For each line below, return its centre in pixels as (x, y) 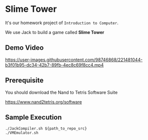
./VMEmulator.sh (22, 133)
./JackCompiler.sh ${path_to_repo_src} (46, 129)
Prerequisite (24, 81)
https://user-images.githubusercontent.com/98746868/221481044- (74, 60)
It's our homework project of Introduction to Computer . (62, 23)
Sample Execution (34, 117)
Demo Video (24, 48)
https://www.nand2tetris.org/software (44, 102)
